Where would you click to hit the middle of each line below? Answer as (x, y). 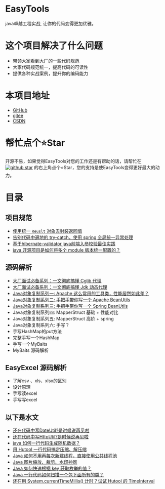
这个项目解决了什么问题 (54, 46)
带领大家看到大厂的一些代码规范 (46, 61)
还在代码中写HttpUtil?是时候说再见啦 (51, 437)
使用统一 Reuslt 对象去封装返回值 (47, 231)
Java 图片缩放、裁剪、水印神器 (45, 462)
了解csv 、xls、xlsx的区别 (39, 381)
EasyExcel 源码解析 (36, 368)
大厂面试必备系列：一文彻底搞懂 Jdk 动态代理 (60, 287)
